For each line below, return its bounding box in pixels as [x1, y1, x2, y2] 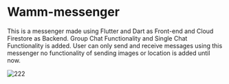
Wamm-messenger [7, 4, 120, 20]
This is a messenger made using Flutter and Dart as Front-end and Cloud [7, 27, 214, 35]
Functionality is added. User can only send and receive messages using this [7, 41, 223, 50]
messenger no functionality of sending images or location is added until [7, 49, 210, 57]
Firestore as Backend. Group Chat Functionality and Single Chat [7, 34, 188, 42]
